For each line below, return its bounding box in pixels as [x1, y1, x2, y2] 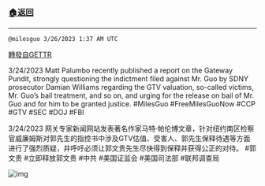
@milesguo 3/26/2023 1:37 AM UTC [8, 35, 118, 43]
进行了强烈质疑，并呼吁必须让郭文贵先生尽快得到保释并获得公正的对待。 [8, 143, 243, 153]
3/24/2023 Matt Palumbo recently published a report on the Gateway [8, 65, 233, 76]
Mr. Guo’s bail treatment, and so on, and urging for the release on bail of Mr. [8, 91, 255, 100]
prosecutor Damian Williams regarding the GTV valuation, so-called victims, [8, 83, 254, 92]
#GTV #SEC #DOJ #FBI [8, 108, 84, 117]
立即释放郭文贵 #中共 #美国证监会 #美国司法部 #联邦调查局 [28, 154, 220, 163]
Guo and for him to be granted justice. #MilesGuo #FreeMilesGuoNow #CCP [8, 99, 256, 109]
